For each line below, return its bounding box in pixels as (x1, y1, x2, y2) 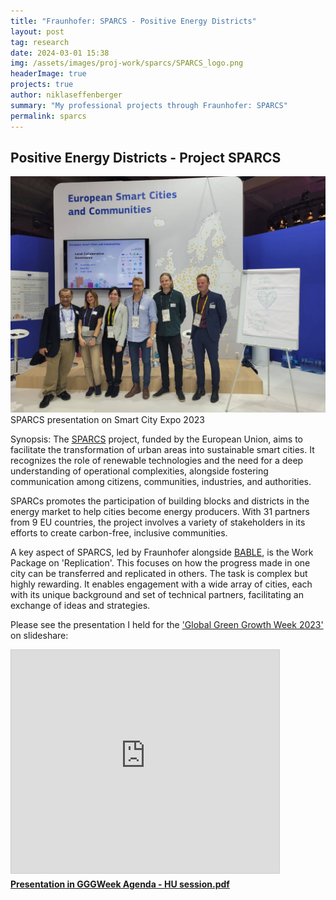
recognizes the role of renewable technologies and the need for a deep (10, 455, 304, 467)
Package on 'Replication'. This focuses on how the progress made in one (10, 557, 311, 569)
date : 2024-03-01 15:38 (10, 48, 110, 58)
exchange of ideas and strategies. (10, 600, 151, 612)
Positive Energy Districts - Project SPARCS (10, 149, 282, 166)
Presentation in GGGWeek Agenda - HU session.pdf (10, 878, 230, 890)
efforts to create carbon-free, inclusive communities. (10, 527, 228, 539)
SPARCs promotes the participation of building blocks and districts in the (10, 495, 310, 507)
